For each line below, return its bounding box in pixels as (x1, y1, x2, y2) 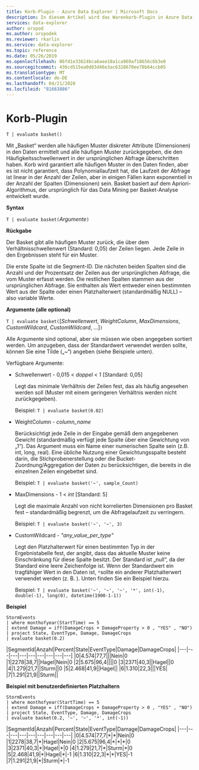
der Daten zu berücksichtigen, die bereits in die (75, 461, 191, 468)
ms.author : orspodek (6, 31, 58, 37)
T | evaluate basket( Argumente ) (6, 215, 90, 223)
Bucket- (116, 455, 136, 462)
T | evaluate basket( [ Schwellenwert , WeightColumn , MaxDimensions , (6, 317, 180, 324)
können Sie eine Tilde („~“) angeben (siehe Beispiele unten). (6, 348, 154, 355)
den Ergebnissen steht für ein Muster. (6, 251, 99, 258)
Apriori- (172, 180, 191, 187)
